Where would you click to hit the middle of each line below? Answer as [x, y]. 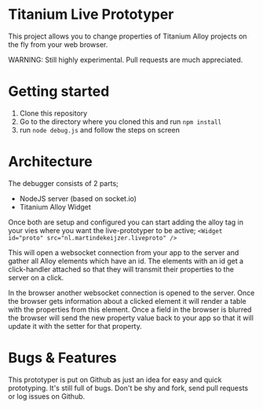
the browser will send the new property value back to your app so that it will [131, 318]
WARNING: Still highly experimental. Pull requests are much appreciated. [126, 60]
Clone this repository [53, 113]
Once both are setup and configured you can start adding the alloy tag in [126, 222]
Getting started [59, 91]
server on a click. [36, 277]
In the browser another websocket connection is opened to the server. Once [131, 293]
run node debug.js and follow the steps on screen [100, 130]
